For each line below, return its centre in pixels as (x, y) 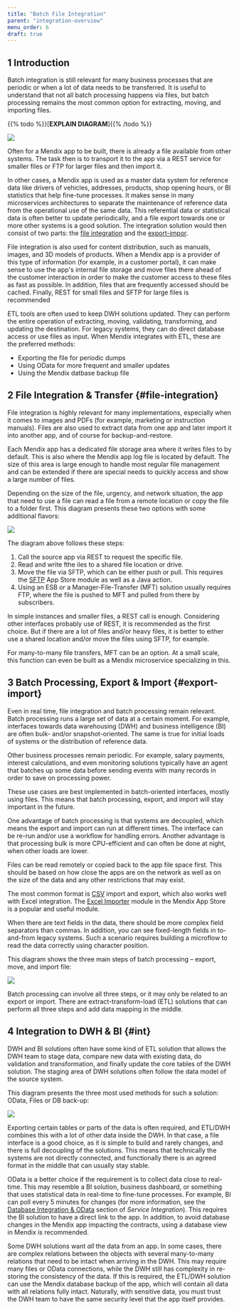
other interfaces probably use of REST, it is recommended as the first (109, 624)
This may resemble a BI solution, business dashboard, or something (123, 1187)
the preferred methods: (42, 344)
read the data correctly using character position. (78, 945)
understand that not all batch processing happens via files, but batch (108, 95)
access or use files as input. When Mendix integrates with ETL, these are (114, 336)
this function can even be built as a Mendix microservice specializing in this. (119, 660)
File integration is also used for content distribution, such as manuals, (109, 247)
